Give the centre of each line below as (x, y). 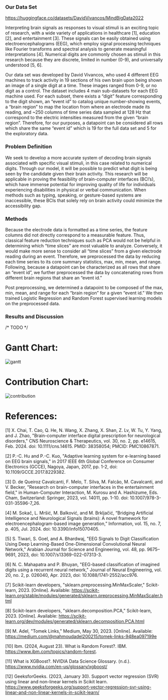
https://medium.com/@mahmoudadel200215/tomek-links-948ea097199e (81, 636)
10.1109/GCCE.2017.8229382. (35, 472)
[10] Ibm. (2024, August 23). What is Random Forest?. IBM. (66, 646)
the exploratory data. (27, 134)
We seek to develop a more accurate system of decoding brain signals (78, 157)
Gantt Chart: (32, 348)
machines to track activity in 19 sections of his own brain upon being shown (84, 80)
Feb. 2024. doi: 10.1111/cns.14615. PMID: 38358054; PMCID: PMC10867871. (82, 446)
